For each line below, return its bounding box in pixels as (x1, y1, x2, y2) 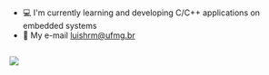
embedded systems (22, 21, 97, 31)
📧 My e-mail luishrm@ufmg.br (22, 30, 136, 41)
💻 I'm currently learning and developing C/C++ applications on (22, 7, 261, 18)
